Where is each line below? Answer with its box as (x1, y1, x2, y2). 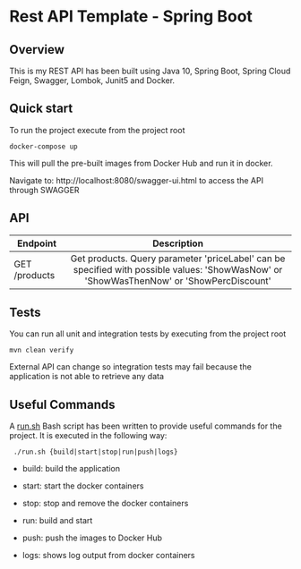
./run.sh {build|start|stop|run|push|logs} (13, 447, 178, 457)
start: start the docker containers (21, 480, 144, 491)
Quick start (9, 101, 73, 116)
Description (151, 237, 204, 250)
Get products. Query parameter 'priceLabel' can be (70, 252, 286, 265)
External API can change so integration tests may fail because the (9, 361, 253, 372)
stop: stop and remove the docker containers (21, 498, 189, 509)
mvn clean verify (9, 346, 74, 355)
